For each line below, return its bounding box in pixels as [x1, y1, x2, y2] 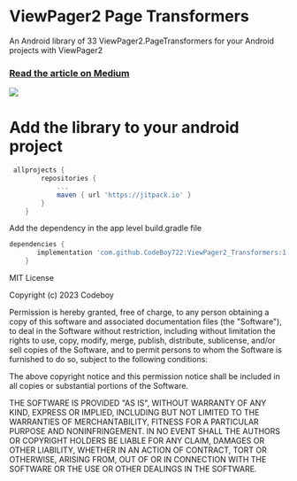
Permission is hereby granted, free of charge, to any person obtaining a [9, 307, 270, 318]
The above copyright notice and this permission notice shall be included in [9, 371, 280, 382]
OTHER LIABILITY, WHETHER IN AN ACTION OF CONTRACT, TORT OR [9, 445, 267, 455]
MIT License [9, 273, 55, 283]
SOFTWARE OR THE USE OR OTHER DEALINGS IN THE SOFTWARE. [9, 463, 257, 475]
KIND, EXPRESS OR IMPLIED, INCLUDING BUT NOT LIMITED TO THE [9, 407, 260, 418]
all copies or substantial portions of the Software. [9, 381, 188, 392]
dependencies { [9, 240, 65, 249]
